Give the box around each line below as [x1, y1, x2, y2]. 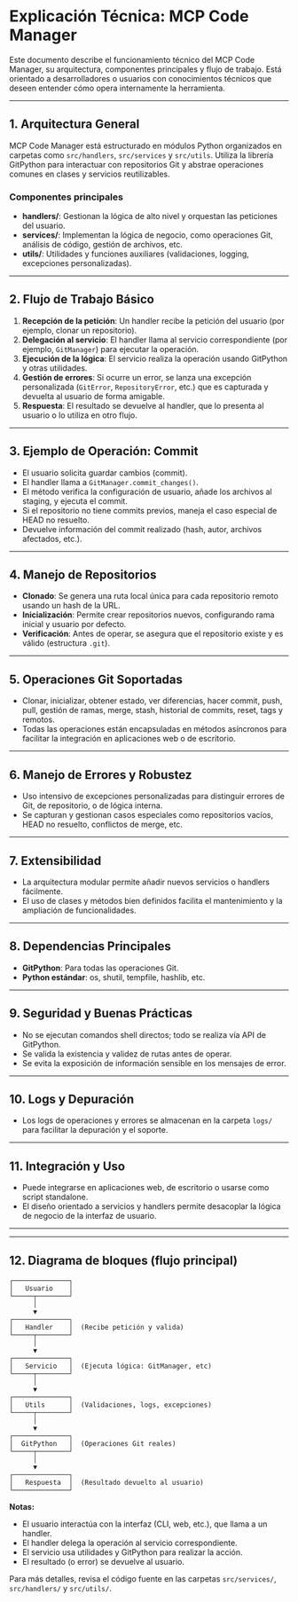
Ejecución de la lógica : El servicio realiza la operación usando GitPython [21, 353, 288, 364]
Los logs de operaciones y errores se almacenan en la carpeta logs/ [21, 1115, 273, 1126]
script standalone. [21, 1191, 89, 1203]
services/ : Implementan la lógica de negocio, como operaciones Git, [21, 230, 273, 240]
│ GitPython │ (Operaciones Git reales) [9, 1439, 176, 1448]
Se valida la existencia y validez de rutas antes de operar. [21, 1048, 232, 1059]
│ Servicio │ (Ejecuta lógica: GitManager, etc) [9, 1362, 213, 1370]
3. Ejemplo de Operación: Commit [9, 444, 199, 459]
